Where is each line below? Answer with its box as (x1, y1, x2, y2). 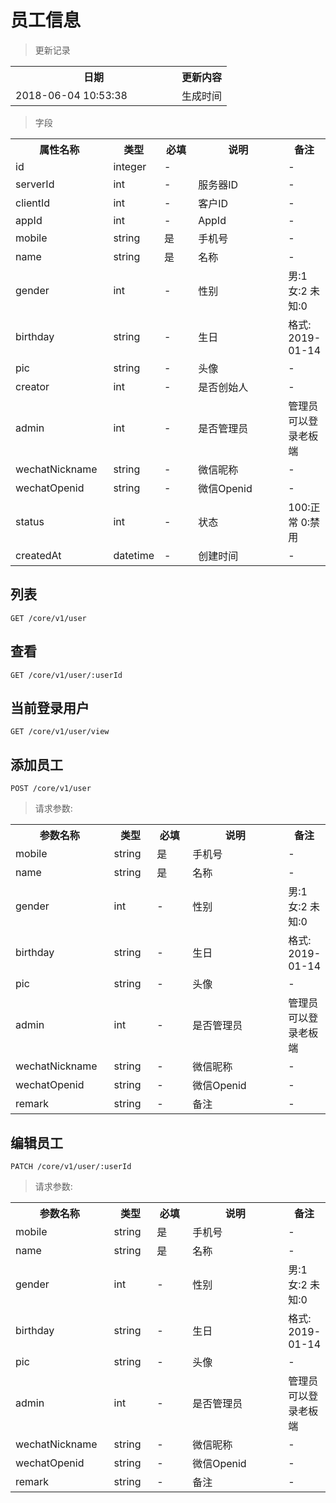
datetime (113, 548, 155, 562)
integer (113, 159, 147, 173)
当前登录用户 (10, 699, 90, 716)
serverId (15, 177, 55, 191)
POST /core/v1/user (10, 784, 92, 794)
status (15, 514, 45, 528)
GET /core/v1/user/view (10, 727, 110, 737)
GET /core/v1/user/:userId (10, 670, 123, 680)
